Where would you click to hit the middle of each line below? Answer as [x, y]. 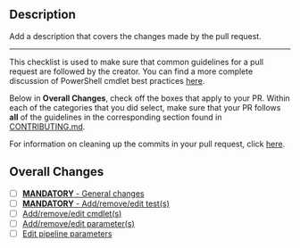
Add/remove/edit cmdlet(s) [72, 213]
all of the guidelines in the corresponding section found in [116, 117]
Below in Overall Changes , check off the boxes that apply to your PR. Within [150, 98]
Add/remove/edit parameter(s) [79, 223]
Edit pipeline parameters [67, 233]
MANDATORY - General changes [83, 193]
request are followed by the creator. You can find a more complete [131, 71]
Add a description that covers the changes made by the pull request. [135, 36]
